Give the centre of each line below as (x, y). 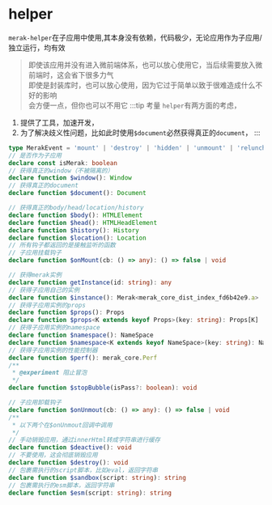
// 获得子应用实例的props (47, 305)
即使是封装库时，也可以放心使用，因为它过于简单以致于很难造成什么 (142, 85)
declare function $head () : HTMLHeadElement (83, 223)
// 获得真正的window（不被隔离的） (61, 171)
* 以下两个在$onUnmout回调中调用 (62, 425)
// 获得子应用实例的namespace (55, 328)
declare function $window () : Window (70, 178)
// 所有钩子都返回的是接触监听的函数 (62, 245)
